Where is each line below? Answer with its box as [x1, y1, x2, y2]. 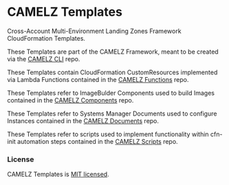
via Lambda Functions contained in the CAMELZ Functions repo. [7, 75, 189, 83]
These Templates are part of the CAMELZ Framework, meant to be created [7, 47, 219, 56]
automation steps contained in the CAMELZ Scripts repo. [17, 137, 178, 145]
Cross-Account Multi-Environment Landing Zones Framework [7, 27, 182, 35]
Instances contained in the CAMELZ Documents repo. [7, 116, 160, 124]
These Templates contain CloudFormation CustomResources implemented [7, 68, 218, 76]
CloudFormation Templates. [7, 34, 86, 42]
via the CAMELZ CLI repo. [7, 54, 80, 63]
